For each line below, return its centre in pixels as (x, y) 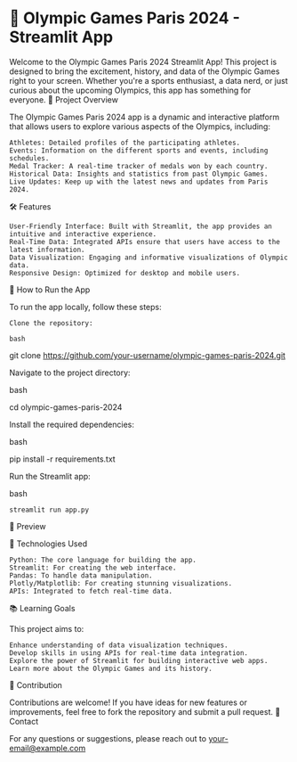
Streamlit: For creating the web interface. (93, 568)
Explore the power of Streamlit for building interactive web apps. (139, 660)
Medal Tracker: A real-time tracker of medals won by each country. (139, 166)
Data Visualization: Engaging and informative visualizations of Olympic (149, 258)
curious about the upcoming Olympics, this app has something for (130, 90)
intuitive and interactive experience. (83, 234)
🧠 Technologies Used (48, 544)
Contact (24, 721)
